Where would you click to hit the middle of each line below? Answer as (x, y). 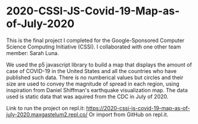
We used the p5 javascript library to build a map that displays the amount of (99, 65)
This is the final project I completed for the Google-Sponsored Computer (95, 40)
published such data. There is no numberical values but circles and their (95, 77)
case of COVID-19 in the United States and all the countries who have (92, 71)
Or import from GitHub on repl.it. (129, 114)
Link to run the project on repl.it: (46, 108)
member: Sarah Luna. (33, 53)
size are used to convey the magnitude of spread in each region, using (93, 84)
